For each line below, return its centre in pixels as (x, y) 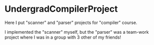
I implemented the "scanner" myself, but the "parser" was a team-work (77, 32)
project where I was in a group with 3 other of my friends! (63, 37)
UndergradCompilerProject (61, 9)
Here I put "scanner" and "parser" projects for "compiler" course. (71, 22)
